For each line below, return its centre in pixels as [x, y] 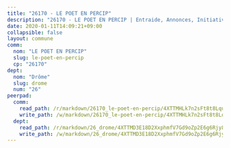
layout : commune [30, 39]
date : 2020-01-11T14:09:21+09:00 [55, 26]
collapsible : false [35, 32]
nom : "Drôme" [32, 77]
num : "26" [27, 89]
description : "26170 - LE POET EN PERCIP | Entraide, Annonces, [101, 20]
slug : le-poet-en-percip [49, 58]
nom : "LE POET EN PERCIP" [50, 52]
